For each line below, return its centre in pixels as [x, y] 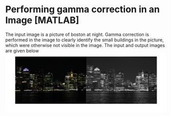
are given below [22, 51]
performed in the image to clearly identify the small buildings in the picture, [84, 40]
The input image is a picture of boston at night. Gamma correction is [77, 34]
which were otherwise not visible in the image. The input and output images [85, 45]
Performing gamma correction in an [83, 9]
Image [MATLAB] [42, 20]
